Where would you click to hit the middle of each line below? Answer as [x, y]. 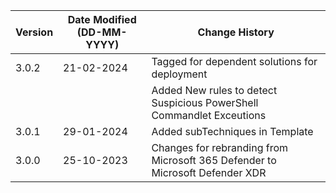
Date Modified [102, 19]
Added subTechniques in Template [232, 131]
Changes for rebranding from [220, 147]
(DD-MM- [102, 32]
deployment [179, 74]
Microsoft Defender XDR [209, 172]
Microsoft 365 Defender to [214, 160]
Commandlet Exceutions [209, 115]
